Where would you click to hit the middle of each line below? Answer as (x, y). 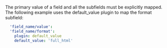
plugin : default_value (38, 36)
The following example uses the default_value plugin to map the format (78, 12)
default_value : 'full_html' (44, 41)
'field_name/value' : (31, 27)
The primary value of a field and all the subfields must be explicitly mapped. (84, 7)
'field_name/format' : (32, 31)
